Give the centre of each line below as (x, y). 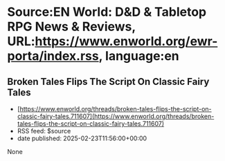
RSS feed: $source (44, 131)
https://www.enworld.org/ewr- (126, 41)
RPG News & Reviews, (72, 27)
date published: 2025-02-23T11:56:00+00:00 (82, 138)
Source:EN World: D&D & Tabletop (107, 12)
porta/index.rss (53, 56)
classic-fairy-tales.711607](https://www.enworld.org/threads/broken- (116, 116)
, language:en (139, 56)
